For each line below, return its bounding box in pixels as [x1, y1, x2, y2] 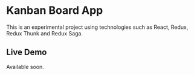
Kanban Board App [6, 4, 103, 17]
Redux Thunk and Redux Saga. [6, 29, 83, 37]
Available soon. [6, 63, 44, 70]
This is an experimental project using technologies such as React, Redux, [6, 23, 189, 31]
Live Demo [6, 47, 47, 58]
